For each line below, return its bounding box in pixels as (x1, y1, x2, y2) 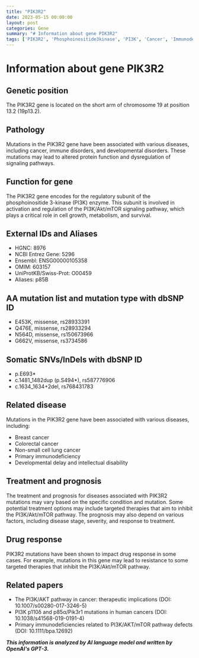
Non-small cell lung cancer (14, 446, 81, 454)
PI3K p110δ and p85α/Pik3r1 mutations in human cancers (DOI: (14, 609, 168, 616)
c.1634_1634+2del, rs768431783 (14, 383, 94, 390)
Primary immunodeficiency (14, 452, 81, 459)
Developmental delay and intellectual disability (14, 459, 129, 466)
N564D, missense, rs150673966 (14, 331, 94, 338)
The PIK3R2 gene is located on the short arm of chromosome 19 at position (6, 102, 190, 108)
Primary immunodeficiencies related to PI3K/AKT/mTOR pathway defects (14, 621, 193, 628)
